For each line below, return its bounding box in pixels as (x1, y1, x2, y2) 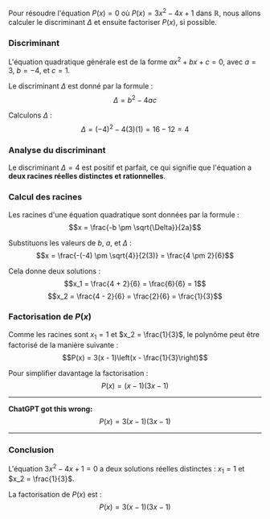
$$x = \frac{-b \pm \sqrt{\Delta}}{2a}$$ (68, 222, 202, 232)
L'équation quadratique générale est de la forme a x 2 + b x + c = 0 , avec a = (8, 56, 256, 67)
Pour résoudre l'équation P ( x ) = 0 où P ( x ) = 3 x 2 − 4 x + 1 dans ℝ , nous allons (8, 7, 261, 18)
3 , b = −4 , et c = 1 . (8, 65, 71, 75)
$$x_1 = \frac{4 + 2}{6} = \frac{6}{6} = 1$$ (63, 278, 207, 288)
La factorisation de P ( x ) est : (8, 490, 102, 500)
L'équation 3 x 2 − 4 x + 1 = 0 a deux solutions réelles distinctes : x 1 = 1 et (8, 462, 245, 476)
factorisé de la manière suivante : (8, 340, 119, 349)
